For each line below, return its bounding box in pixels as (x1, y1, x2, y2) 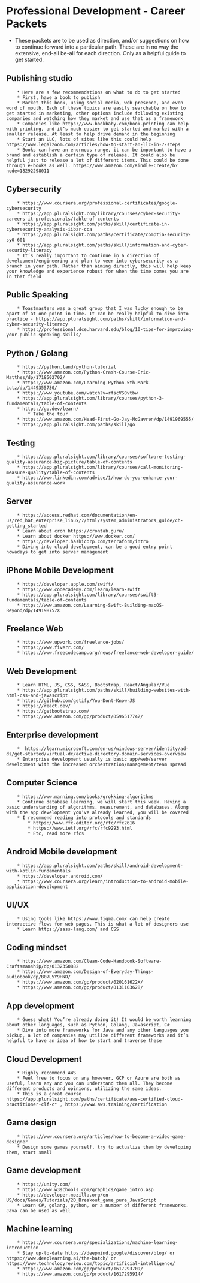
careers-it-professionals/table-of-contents (6, 216, 119, 222)
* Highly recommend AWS (17, 1070, 77, 1076)
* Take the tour (28, 411, 68, 417)
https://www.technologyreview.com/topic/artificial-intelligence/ (6, 1261, 175, 1267)
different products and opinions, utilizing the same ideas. (6, 1085, 162, 1092)
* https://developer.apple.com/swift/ (17, 581, 114, 587)
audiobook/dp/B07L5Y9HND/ (6, 974, 71, 980)
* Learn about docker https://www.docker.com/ (17, 533, 135, 539)
